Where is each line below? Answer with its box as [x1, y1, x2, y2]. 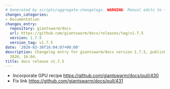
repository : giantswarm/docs [10, 26, 71, 31]
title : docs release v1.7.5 [5, 59, 65, 64]
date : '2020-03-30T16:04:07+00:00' [5, 45, 80, 50]
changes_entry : [5, 21, 37, 27]
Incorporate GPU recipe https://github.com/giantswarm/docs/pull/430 [12, 72, 159, 78]
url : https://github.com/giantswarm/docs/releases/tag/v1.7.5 [10, 31, 144, 36]
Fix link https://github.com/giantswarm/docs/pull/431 [12, 78, 123, 84]
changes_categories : [5, 12, 49, 17]
